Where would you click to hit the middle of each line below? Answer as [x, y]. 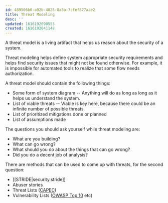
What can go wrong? [34, 144]
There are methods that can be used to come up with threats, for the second [84, 164]
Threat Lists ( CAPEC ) [34, 190]
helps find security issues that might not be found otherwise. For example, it [84, 63]
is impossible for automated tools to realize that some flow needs [72, 68]
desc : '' [14, 19]
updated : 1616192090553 [30, 24]
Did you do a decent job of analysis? [50, 155]
